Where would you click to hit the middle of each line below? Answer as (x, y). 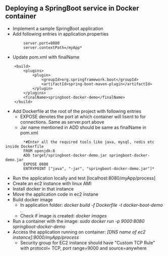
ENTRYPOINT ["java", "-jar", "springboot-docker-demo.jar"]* (89, 169)
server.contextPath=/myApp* (53, 48)
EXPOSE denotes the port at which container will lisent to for (83, 117)
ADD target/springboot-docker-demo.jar (65, 155)
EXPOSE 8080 (36, 164)
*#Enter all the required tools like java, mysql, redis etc (89, 142)
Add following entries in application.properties (61, 34)
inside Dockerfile (24, 147)
